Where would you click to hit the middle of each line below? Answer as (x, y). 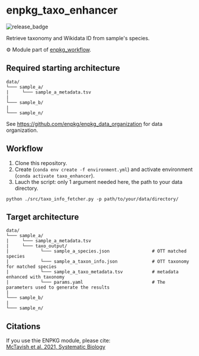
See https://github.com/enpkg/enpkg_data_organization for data (84, 124)
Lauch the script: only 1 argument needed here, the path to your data (98, 182)
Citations (23, 326)
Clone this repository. (41, 163)
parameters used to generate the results (58, 287)
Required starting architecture (63, 68)
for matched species (32, 267)
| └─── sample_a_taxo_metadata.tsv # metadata (92, 272)
